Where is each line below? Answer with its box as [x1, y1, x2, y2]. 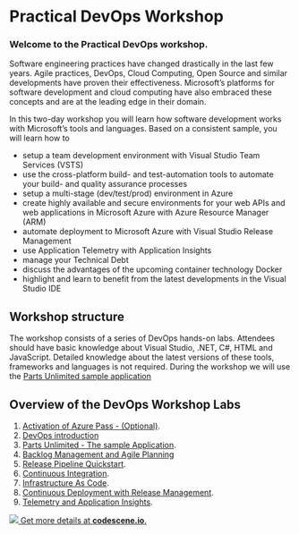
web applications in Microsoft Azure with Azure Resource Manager [21, 208, 269, 218]
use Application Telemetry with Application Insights [21, 245, 212, 256]
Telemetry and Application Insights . [21, 496, 154, 507]
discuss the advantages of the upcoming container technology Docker [21, 264, 283, 275]
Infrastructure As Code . [21, 478, 110, 488]
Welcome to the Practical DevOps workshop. [9, 38, 209, 51]
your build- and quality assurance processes [21, 179, 188, 190]
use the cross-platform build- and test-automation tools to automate [21, 169, 275, 180]
